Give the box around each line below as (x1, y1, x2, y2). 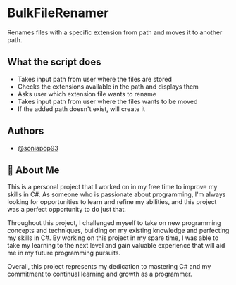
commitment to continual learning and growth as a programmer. (7, 270, 192, 279)
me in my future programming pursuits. (7, 248, 121, 258)
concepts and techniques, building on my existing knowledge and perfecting (7, 227, 230, 235)
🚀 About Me (7, 164, 60, 176)
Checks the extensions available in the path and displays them (17, 82, 199, 91)
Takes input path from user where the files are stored (17, 75, 173, 83)
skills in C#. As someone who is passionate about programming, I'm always (7, 190, 226, 198)
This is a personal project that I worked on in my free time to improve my (7, 183, 218, 191)
